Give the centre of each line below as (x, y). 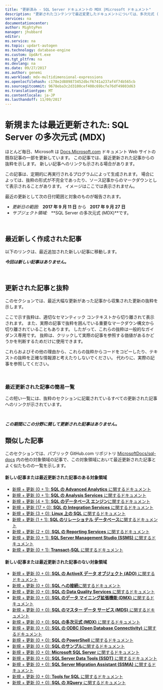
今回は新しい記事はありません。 (37, 262)
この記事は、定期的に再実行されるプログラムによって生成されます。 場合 (77, 174)
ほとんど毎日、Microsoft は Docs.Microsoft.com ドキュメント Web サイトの (81, 152)
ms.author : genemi (24, 73)
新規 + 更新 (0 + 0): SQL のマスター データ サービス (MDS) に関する (79, 610)
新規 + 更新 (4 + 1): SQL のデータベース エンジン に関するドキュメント (81, 501)
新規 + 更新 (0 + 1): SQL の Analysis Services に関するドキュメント (79, 495)
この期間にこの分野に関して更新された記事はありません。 (62, 424)
